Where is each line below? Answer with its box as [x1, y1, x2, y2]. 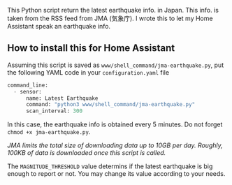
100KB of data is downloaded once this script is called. [7, 149, 166, 157]
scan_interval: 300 [25, 108, 82, 114]
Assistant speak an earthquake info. [7, 22, 110, 30]
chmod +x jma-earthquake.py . [7, 128, 91, 136]
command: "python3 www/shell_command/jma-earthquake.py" [25, 101, 196, 108]
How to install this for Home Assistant [7, 42, 175, 54]
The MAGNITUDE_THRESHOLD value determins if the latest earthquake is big [7, 162, 213, 170]
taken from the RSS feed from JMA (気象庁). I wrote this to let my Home [7, 14, 213, 22]
